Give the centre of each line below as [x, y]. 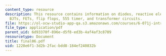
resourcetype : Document [30, 37]
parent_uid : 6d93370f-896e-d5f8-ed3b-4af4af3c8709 [58, 32]
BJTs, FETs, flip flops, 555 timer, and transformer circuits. [76, 19]
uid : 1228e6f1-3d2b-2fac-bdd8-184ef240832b [51, 46]
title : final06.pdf [25, 41]
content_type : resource [30, 9]
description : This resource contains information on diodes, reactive [79, 14]
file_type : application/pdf [34, 28]
